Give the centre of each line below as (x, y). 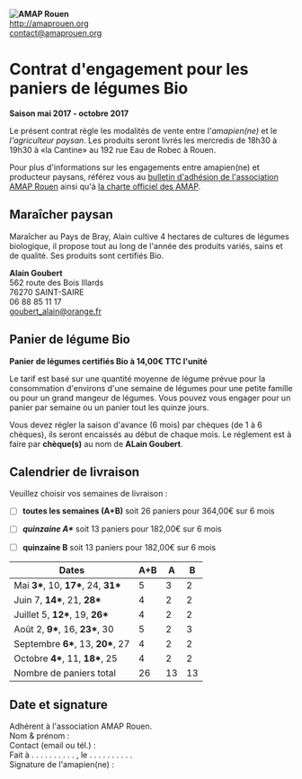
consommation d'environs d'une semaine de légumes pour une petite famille (151, 388)
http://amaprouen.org (49, 23)
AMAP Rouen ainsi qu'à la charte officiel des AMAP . (105, 186)
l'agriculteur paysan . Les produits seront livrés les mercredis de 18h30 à (143, 140)
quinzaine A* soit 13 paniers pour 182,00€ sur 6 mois (122, 529)
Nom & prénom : (40, 736)
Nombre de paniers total (65, 673)
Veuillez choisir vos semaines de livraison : (89, 494)
